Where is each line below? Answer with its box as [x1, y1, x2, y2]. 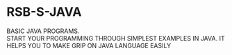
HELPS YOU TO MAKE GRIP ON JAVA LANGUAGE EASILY [6, 41, 172, 49]
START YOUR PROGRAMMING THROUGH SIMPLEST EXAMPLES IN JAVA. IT [6, 34, 225, 42]
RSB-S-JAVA [6, 4, 82, 20]
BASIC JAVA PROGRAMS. [6, 27, 80, 35]
